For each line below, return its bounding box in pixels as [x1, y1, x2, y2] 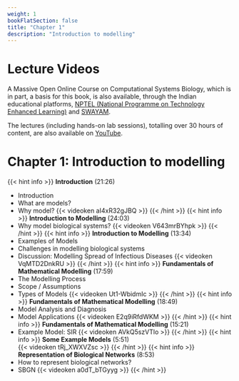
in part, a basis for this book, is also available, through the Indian [7, 92, 197, 101]
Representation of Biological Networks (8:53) [17, 350, 155, 359]
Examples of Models [17, 237, 78, 245]
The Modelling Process [17, 275, 86, 283]
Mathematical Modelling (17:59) [17, 267, 113, 275]
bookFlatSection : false [7, 17, 78, 24]
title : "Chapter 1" [7, 24, 66, 31]
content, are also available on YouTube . [7, 129, 123, 138]
